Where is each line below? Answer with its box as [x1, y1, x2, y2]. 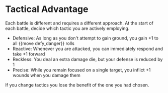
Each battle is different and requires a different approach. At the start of [5, 20, 153, 26]
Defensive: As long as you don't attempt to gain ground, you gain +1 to [12, 35, 159, 41]
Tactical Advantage [5, 3, 89, 15]
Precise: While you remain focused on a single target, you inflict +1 [12, 66, 151, 73]
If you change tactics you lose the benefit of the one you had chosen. [5, 81, 149, 88]
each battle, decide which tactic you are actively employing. [5, 25, 130, 31]
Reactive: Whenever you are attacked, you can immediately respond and [12, 45, 163, 51]
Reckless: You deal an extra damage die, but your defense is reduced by [12, 56, 163, 62]
